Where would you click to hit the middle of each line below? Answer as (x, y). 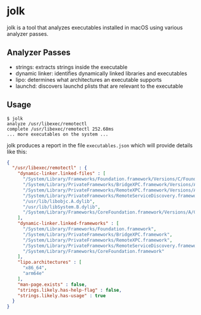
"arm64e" (33, 274)
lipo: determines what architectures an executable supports (89, 79)
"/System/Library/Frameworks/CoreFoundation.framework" (93, 251)
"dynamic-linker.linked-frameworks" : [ (68, 224)
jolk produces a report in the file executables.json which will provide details (100, 145)
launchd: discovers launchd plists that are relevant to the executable (99, 86)
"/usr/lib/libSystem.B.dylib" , (61, 207)
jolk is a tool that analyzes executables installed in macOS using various (95, 27)
